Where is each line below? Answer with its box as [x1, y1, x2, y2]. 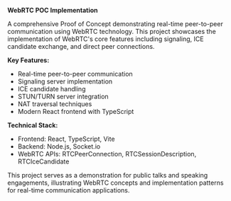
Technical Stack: [7, 121, 58, 130]
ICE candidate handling [17, 85, 86, 93]
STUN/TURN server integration [17, 92, 109, 100]
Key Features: [7, 56, 50, 64]
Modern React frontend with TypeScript [17, 108, 134, 115]
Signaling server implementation [17, 77, 113, 86]
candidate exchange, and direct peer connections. [7, 42, 155, 50]
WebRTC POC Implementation [7, 6, 98, 14]
